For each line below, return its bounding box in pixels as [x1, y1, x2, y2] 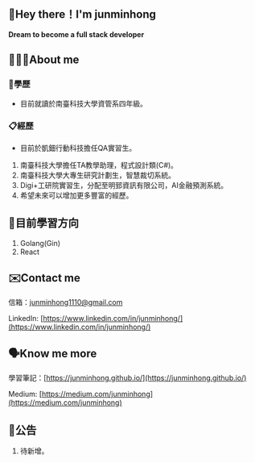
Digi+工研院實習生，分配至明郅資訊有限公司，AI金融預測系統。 [19, 180, 228, 190]
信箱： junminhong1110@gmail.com [8, 298, 123, 307]
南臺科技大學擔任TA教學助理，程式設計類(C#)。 [19, 160, 179, 169]
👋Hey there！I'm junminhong [8, 7, 157, 22]
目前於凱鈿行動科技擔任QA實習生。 [19, 143, 137, 152]
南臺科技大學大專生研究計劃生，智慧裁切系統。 [19, 170, 175, 180]
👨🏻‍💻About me [8, 53, 80, 67]
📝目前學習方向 [8, 216, 79, 230]
